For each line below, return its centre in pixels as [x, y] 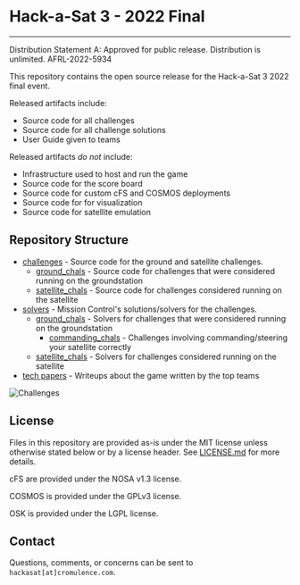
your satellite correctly [90, 347]
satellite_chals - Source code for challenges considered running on [159, 290]
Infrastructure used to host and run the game [105, 174]
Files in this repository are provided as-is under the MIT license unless [138, 442]
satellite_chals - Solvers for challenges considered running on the [156, 356]
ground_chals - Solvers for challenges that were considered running [161, 318]
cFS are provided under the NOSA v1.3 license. [96, 479]
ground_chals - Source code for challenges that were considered [155, 271]
